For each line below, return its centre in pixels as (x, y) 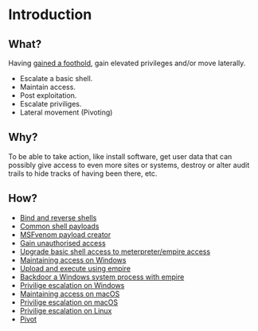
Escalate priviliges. (51, 104)
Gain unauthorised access (63, 243)
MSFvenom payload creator (65, 234)
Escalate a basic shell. (56, 78)
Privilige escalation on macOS (69, 302)
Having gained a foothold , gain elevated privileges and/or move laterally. (127, 63)
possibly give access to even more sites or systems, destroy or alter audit (129, 165)
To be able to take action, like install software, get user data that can (120, 156)
